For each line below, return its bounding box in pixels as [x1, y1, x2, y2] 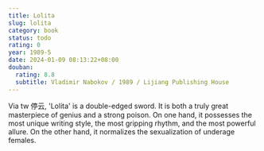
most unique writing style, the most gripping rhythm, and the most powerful [8, 118, 256, 128]
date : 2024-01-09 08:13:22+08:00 [8, 56, 119, 64]
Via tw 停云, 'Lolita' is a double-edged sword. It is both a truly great [8, 101, 229, 110]
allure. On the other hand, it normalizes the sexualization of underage [8, 126, 235, 136]
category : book [8, 26, 59, 34]
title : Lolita [8, 11, 56, 20]
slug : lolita [8, 19, 52, 27]
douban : [8, 64, 34, 72]
